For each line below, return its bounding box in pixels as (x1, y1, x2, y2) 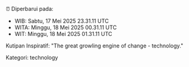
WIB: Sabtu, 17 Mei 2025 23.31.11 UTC (14, 18, 109, 24)
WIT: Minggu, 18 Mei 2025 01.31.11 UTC (14, 30, 113, 37)
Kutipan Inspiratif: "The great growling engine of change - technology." (5, 42, 184, 49)
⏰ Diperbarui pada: (5, 5, 54, 12)
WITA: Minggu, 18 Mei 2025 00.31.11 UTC (14, 24, 117, 31)
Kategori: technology (5, 54, 58, 61)
